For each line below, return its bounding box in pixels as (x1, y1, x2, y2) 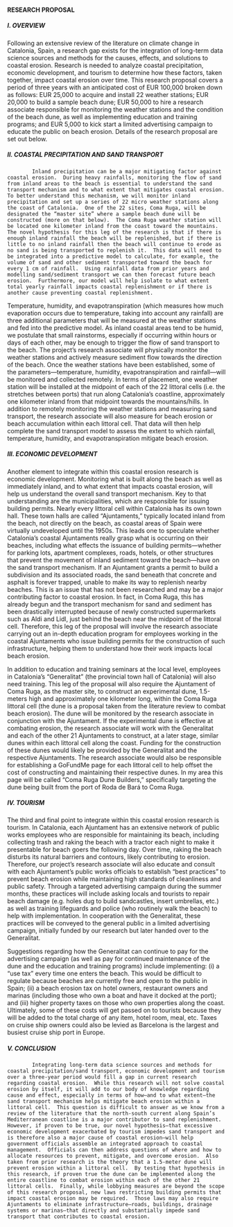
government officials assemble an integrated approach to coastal (7, 1140, 203, 1147)
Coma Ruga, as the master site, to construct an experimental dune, (7, 687, 198, 695)
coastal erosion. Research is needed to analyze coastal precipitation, (7, 61, 204, 69)
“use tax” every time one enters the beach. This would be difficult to (7, 969, 202, 977)
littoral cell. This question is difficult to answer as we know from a (7, 1104, 225, 1111)
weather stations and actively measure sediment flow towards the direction (7, 353, 222, 361)
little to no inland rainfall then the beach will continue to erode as (7, 241, 222, 247)
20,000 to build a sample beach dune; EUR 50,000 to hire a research (7, 98, 203, 106)
